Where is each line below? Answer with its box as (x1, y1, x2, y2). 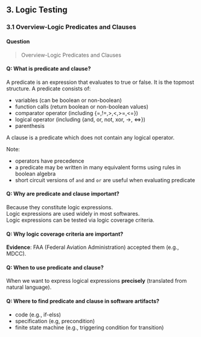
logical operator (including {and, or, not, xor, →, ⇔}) (14, 116, 146, 123)
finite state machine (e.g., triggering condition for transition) (14, 324, 164, 331)
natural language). (6, 283, 52, 291)
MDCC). (6, 250, 27, 257)
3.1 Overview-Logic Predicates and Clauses (6, 23, 137, 31)
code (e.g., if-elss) (14, 310, 62, 318)
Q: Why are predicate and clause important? (6, 190, 120, 198)
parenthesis (14, 122, 45, 129)
